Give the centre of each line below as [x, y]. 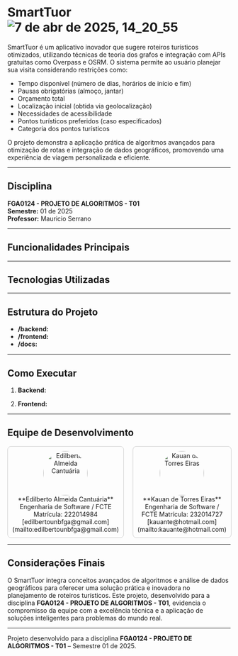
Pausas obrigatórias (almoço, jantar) [70, 91]
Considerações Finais [56, 563]
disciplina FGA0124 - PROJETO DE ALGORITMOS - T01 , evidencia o [107, 603]
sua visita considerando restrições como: [68, 70]
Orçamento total [41, 98]
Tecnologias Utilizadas [59, 280]
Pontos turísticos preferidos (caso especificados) [90, 121]
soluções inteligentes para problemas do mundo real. [85, 618]
